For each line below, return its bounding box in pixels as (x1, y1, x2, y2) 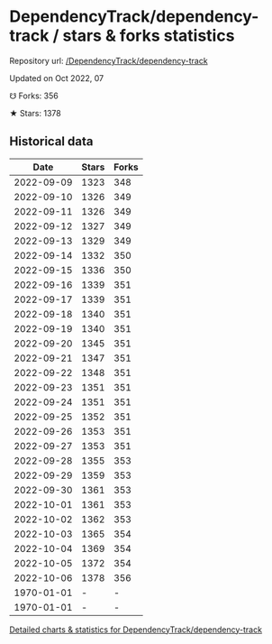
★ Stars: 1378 (9, 107, 61, 118)
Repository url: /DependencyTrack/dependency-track (9, 55, 209, 66)
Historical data (9, 133, 94, 150)
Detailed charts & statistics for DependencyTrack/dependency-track (9, 624, 263, 635)
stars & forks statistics (62, 25, 235, 46)
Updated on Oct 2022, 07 (9, 72, 104, 83)
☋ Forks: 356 (9, 90, 59, 101)
